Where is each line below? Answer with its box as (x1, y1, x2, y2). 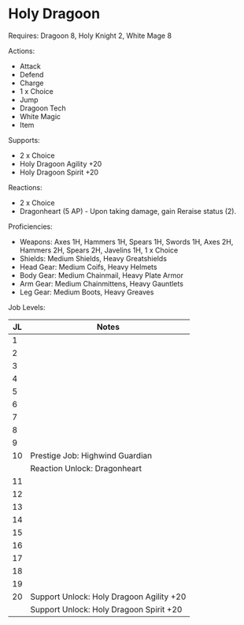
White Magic (19, 111, 61, 121)
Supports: (8, 135, 41, 144)
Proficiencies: (8, 222, 53, 231)
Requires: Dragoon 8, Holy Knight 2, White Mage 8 (8, 31, 172, 40)
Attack (19, 61, 41, 71)
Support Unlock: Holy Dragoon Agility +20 (30, 591, 187, 602)
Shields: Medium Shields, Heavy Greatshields (19, 253, 168, 263)
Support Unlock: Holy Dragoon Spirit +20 (30, 604, 183, 615)
